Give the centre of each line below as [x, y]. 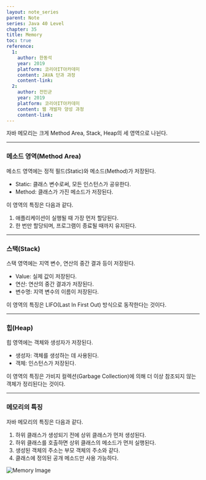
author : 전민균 [35, 92]
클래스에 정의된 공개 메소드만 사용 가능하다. [67, 458]
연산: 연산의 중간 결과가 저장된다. [54, 284]
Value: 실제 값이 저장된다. [46, 276]
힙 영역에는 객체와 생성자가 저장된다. [50, 342]
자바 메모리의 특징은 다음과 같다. [45, 422]
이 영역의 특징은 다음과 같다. [40, 205]
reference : [20, 47]
